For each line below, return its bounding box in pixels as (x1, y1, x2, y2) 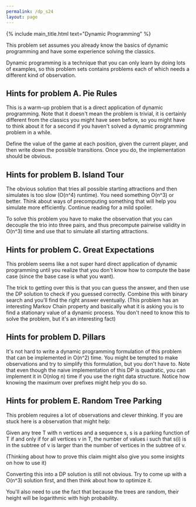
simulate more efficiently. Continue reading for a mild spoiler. (6, 204, 153, 211)
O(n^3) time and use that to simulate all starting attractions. (6, 228, 149, 235)
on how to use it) (6, 459, 47, 466)
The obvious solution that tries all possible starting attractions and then (6, 185, 177, 192)
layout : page (6, 14, 38, 20)
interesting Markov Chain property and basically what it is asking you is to (6, 302, 184, 309)
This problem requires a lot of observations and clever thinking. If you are (6, 411, 183, 418)
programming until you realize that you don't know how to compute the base (6, 266, 190, 273)
